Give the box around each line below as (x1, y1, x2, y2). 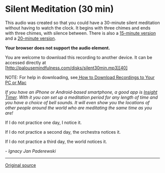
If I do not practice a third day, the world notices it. (5, 139, 107, 144)
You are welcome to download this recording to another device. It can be (5, 54, 152, 60)
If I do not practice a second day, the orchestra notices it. (5, 129, 121, 135)
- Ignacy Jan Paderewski (5, 148, 56, 154)
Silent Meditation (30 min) (5, 3, 114, 15)
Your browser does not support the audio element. (5, 45, 110, 51)
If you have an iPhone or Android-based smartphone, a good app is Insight (5, 89, 158, 95)
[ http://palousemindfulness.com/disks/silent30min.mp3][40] (5, 65, 128, 71)
